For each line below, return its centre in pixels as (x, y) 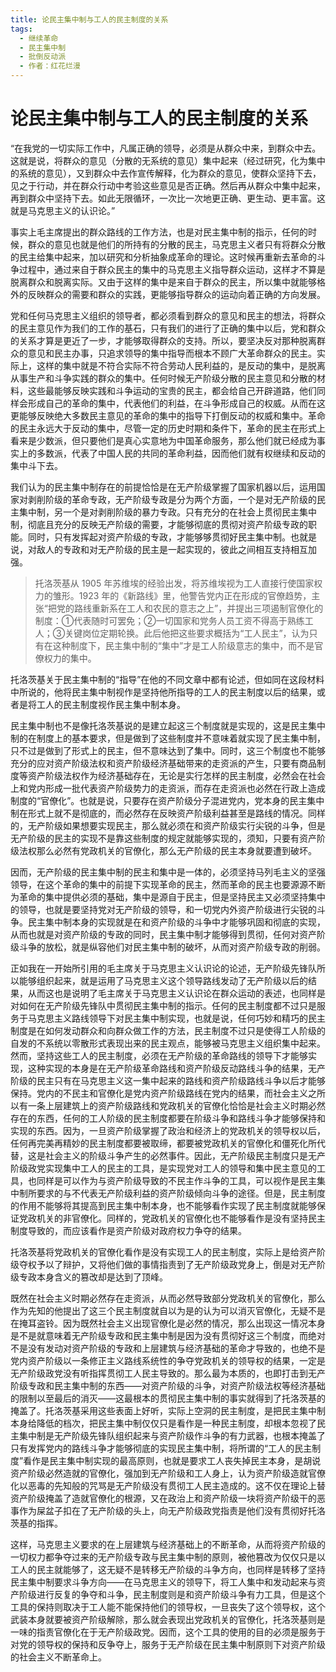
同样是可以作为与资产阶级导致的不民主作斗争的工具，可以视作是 (168, 1180)
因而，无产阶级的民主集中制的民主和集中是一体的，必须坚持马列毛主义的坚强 (168, 872)
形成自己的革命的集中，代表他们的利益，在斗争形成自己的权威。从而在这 (176, 403)
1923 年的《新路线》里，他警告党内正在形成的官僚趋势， (195, 595)
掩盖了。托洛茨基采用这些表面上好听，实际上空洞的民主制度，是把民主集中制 (168, 1410)
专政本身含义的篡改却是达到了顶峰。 (93, 1277)
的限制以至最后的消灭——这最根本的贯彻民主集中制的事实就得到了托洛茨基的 (168, 1398)
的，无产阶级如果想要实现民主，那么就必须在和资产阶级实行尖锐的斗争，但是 (168, 825)
